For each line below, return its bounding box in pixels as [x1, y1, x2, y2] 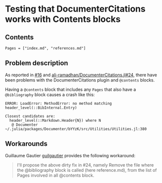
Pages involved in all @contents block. [17, 172, 94, 178]
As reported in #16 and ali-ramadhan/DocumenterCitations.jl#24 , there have [5, 72, 157, 78]
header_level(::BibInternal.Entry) [5, 105, 77, 110]
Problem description [5, 59, 68, 67]
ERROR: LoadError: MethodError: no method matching [5, 101, 112, 106]
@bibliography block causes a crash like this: [5, 91, 95, 98]
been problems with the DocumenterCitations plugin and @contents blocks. [5, 77, 155, 83]
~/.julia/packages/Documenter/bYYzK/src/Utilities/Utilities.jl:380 [5, 126, 147, 132]
